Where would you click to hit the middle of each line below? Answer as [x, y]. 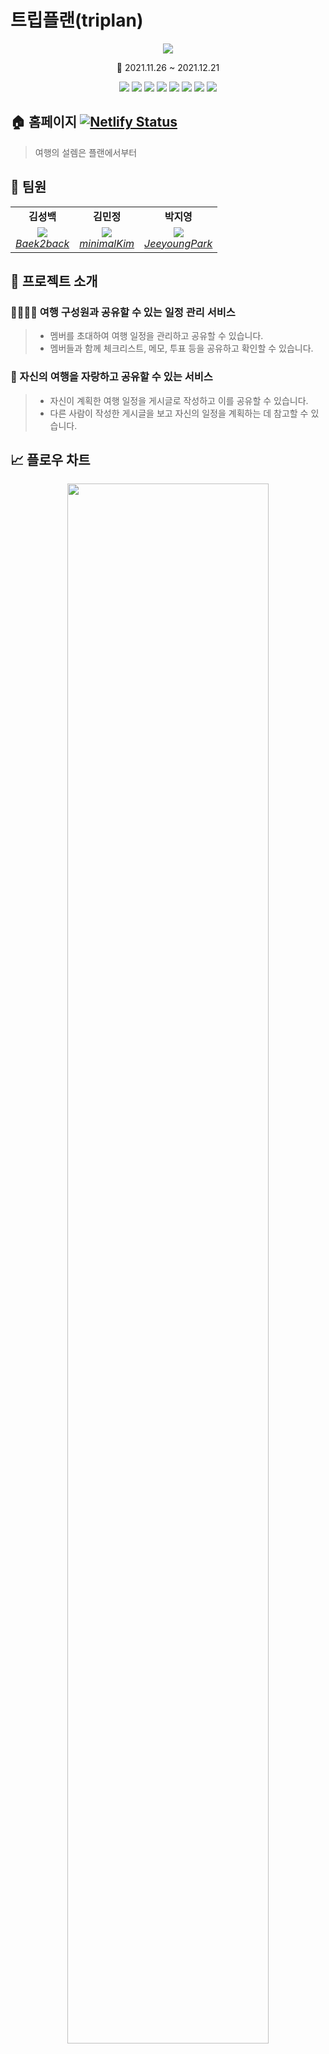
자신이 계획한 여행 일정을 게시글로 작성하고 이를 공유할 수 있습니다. [179, 400]
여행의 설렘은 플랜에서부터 [86, 152]
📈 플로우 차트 [50, 459]
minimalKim [107, 243]
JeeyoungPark [178, 243]
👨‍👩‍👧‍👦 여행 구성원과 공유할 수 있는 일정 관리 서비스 [123, 312]
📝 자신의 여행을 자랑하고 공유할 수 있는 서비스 [111, 377]
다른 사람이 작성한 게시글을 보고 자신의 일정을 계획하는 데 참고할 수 [179, 413]
